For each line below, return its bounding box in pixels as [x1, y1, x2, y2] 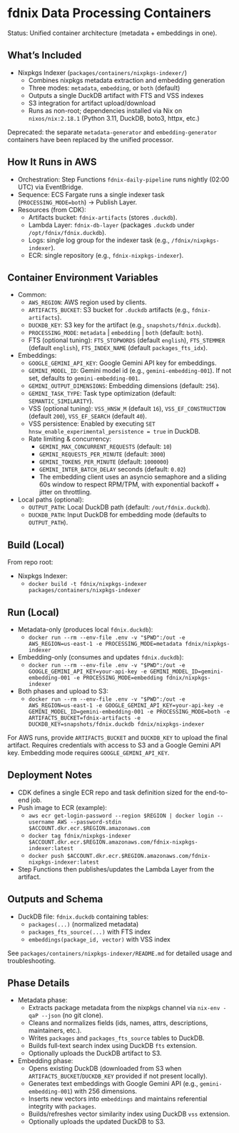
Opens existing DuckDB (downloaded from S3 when [28, 1064, 182, 1073]
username [28, 818, 55, 826]
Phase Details [7, 977, 70, 989]
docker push [28, 852, 64, 859]
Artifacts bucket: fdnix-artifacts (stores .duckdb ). [28, 213, 178, 221]
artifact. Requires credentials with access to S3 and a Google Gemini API [7, 741, 221, 749]
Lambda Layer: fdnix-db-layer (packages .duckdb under [28, 220, 195, 229]
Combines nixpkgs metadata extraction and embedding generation [28, 76, 225, 84]
